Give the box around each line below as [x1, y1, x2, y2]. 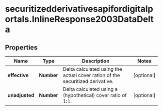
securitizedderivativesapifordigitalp [5, 3, 154, 15]
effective [7, 72, 29, 79]
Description [81, 58, 110, 64]
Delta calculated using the [63, 66, 122, 72]
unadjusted [7, 92, 34, 98]
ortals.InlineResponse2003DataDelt [5, 14, 154, 25]
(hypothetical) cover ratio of [63, 92, 127, 98]
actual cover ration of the [63, 72, 120, 79]
